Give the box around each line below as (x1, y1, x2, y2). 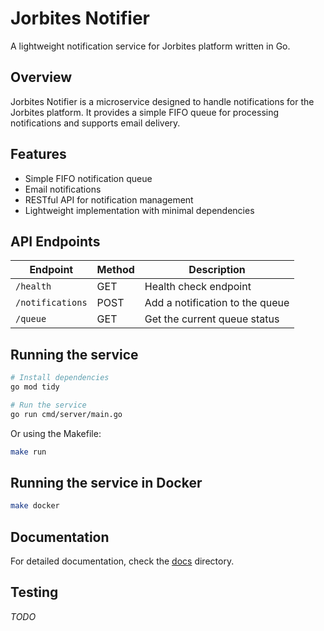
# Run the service (10, 400, 87, 410)
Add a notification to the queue (144, 296, 290, 310)
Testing (10, 584, 59, 601)
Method (96, 263, 135, 277)
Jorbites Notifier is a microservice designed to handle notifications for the (10, 95, 315, 107)
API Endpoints (10, 233, 101, 250)
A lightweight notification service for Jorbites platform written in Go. (10, 40, 291, 52)
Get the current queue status (144, 312, 280, 326)
